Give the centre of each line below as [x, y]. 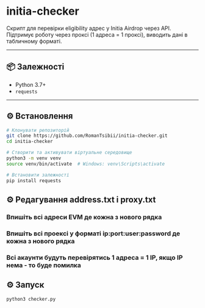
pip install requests [34, 181]
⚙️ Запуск [25, 285]
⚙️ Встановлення [40, 116]
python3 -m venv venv [34, 158]
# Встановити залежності [38, 175]
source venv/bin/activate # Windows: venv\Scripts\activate [86, 164]
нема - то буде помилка [44, 265]
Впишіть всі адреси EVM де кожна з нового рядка [84, 217]
